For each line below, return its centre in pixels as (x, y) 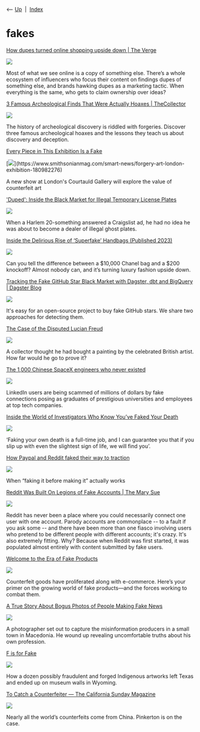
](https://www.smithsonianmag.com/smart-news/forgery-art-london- (99, 163)
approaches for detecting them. (45, 317)
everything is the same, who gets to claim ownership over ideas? (86, 92)
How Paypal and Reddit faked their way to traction (68, 458)
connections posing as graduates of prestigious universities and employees (99, 399)
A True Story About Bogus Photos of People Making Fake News (84, 606)
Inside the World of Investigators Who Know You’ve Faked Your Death (92, 417)
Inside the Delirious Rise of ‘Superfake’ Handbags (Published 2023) (89, 240)
